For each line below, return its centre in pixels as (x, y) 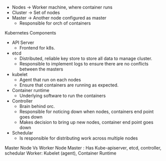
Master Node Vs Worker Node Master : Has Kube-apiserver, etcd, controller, (83, 148)
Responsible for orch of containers (55, 23)
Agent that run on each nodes (50, 80)
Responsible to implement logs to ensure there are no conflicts (84, 64)
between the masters (41, 69)
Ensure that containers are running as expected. (69, 85)
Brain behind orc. (37, 106)
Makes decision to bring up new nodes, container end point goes (86, 122)
